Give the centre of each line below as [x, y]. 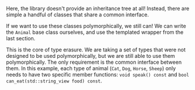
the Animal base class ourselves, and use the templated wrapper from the [95, 32]
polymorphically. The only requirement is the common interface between [94, 62]
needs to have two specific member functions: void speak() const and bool [97, 75]
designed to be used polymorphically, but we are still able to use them [91, 56]
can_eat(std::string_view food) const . [54, 81]
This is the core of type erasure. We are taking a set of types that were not [96, 50]
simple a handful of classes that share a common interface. [78, 15]
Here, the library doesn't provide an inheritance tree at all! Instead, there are [98, 8]
